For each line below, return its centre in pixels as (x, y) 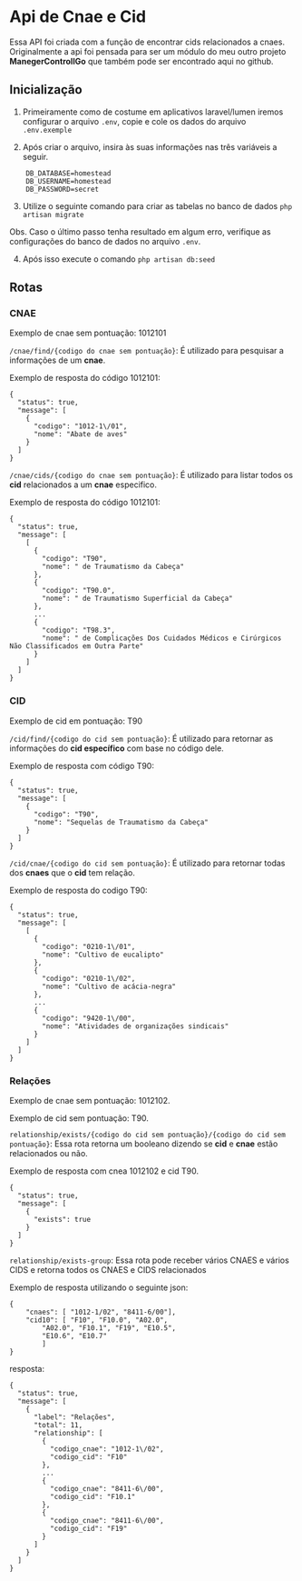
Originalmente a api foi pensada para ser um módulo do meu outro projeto (148, 51)
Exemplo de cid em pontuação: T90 (76, 721)
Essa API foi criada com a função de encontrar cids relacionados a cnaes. (147, 42)
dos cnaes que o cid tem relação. (73, 872)
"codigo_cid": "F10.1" (93, 1497)
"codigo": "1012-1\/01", (80, 426)
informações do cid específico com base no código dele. (117, 748)
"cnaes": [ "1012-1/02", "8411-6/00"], (101, 1312)
